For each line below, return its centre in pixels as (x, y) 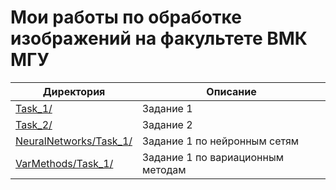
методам (164, 169)
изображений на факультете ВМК (159, 38)
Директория (74, 91)
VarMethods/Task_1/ (64, 163)
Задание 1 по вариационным (213, 157)
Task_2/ (34, 124)
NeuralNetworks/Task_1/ (74, 141)
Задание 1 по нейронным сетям (221, 141)
